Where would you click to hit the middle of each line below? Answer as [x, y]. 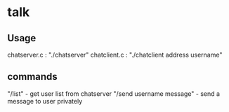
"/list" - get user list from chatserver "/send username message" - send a [113, 93]
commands [32, 77]
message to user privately [45, 101]
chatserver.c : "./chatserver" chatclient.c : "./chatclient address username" [115, 55]
